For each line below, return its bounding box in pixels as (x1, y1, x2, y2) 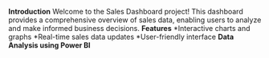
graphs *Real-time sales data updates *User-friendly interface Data (8, 32, 234, 41)
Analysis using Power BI (8, 41, 91, 50)
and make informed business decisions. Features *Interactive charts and (8, 24, 251, 33)
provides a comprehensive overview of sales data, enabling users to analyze (8, 15, 262, 25)
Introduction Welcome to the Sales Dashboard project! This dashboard (8, 7, 243, 16)
